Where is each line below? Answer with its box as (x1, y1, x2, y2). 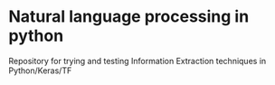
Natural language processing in (8, 6, 250, 27)
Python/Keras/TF (8, 65, 72, 76)
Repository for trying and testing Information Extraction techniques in (8, 55, 267, 66)
